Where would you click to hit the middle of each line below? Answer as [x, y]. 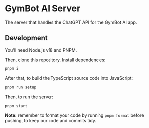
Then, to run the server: [29, 97]
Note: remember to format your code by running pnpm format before [74, 115]
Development [26, 38]
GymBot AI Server [43, 9]
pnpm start [16, 106]
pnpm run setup [21, 87]
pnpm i [12, 68]
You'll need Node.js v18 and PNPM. [41, 50]
